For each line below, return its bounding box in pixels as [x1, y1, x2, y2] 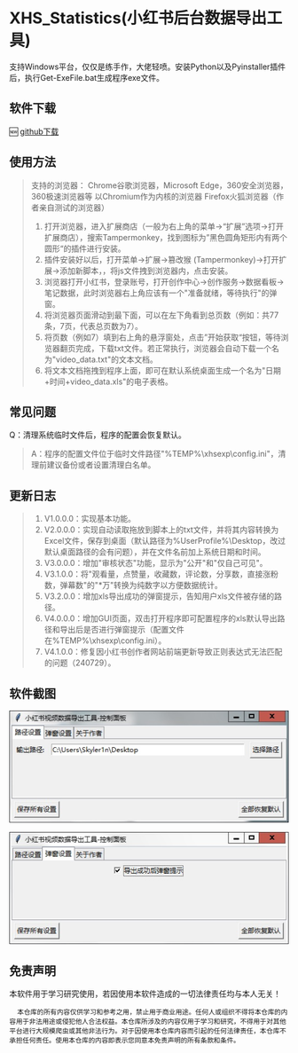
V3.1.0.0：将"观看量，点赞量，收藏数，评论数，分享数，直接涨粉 [43, 569, 279, 579]
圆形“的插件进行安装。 [43, 243, 126, 254]
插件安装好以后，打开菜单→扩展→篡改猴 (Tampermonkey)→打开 [43, 254, 279, 264]
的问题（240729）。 [43, 657, 116, 668]
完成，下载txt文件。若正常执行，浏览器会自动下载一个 [74, 342, 272, 353]
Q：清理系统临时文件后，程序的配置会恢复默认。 [9, 429, 186, 440]
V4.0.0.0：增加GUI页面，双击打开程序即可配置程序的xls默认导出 [43, 613, 278, 624]
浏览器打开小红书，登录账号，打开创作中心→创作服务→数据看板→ [43, 276, 285, 287]
